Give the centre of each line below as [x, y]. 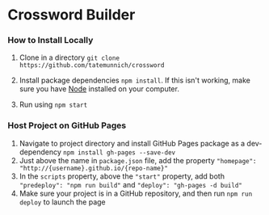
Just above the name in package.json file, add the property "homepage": [138, 160]
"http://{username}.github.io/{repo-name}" [94, 168]
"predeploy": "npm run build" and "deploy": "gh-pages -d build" [131, 184]
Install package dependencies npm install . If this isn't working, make [135, 80]
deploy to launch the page [62, 202]
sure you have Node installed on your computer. [99, 89]
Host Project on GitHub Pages [67, 125]
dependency [40, 152]
